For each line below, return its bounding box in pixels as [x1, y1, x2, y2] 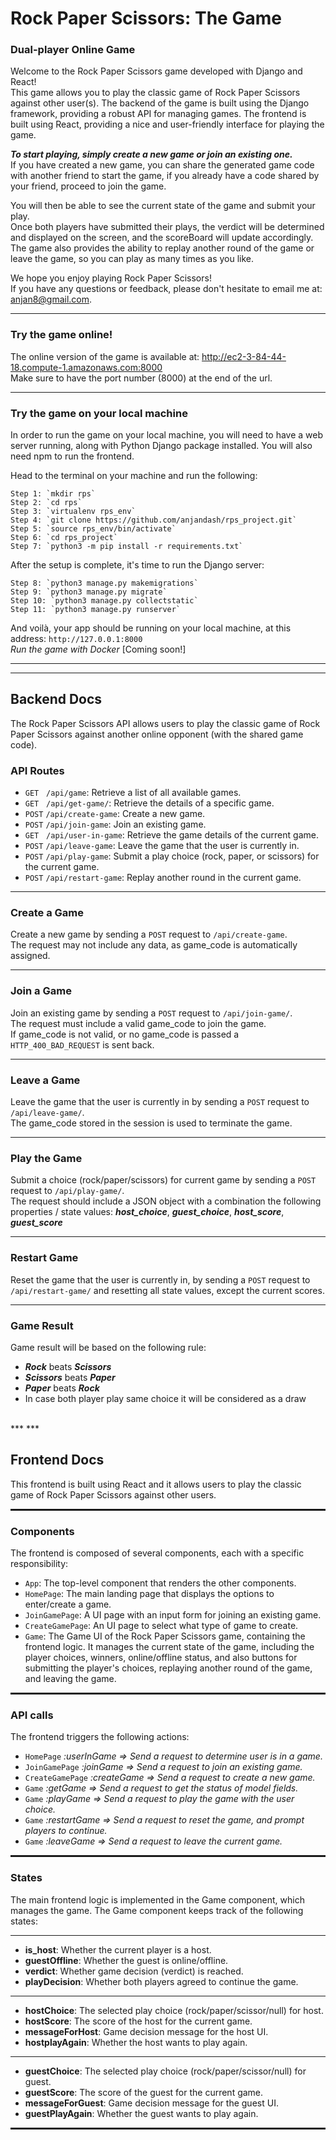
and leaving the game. [24, 1673, 117, 1685]
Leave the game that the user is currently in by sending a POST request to [10, 1096, 310, 1108]
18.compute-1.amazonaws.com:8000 [10, 361, 163, 373]
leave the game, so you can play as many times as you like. [10, 253, 255, 265]
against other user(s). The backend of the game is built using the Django [10, 97, 310, 109]
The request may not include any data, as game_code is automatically [10, 939, 298, 951]
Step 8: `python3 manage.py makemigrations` [10, 578, 199, 589]
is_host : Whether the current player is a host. [24, 1943, 212, 1956]
